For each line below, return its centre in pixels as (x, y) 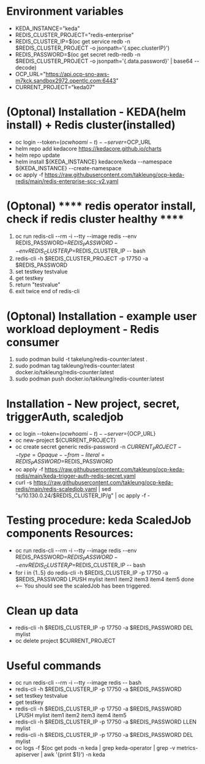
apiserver (27, 755)
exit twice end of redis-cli (47, 291)
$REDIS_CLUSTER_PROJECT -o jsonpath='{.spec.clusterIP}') (92, 48)
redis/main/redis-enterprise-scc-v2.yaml (67, 181)
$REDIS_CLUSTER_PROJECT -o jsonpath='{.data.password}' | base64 (104, 61)
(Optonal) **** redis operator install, (101, 206)
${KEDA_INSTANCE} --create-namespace (68, 168)
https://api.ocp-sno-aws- (78, 74)
